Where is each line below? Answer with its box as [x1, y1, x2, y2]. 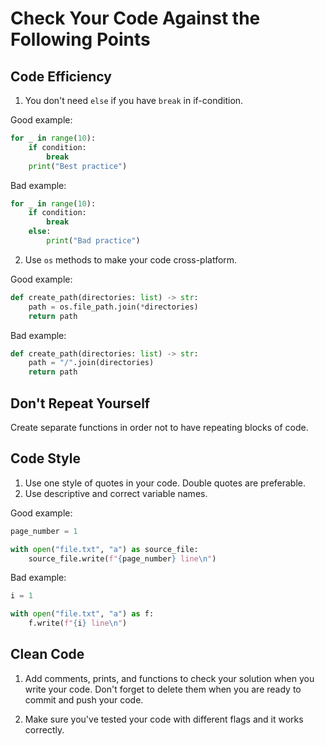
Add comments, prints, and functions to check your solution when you [24, 672, 315, 684]
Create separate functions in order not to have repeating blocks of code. [10, 421, 309, 433]
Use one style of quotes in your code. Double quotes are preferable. [24, 477, 307, 489]
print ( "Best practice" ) [28, 161, 128, 171]
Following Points [10, 28, 151, 51]
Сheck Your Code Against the [10, 7, 261, 30]
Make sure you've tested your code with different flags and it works [24, 713, 304, 725]
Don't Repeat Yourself [10, 395, 151, 412]
